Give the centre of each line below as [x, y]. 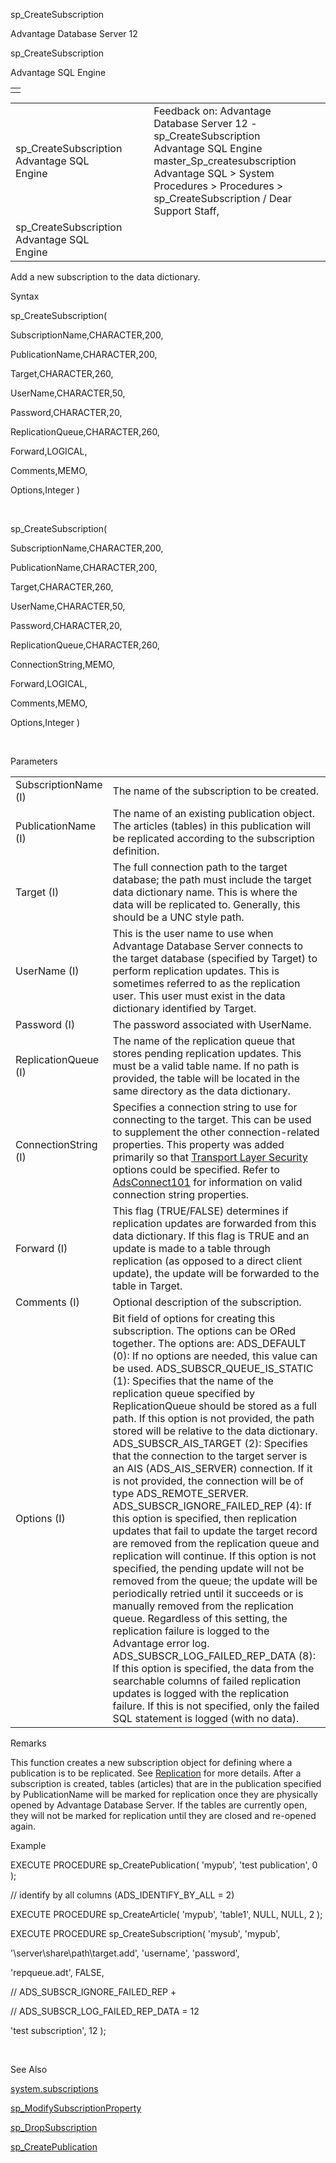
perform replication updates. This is [196, 971]
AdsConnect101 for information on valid [207, 1182]
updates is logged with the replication [201, 1693]
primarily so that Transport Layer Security [210, 1157]
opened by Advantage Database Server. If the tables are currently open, [159, 1805]
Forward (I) [41, 1248]
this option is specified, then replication [205, 1518]
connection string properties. [181, 1194]
